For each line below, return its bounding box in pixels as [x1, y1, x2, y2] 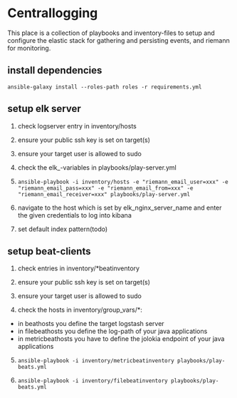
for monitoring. [7, 44, 51, 52]
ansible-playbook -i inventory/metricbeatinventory [17, 357, 174, 364]
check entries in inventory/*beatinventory [17, 264, 140, 272]
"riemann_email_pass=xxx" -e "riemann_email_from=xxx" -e [17, 184, 194, 192]
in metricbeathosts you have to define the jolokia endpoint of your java [17, 335, 225, 343]
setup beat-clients [7, 245, 91, 257]
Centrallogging [7, 5, 98, 21]
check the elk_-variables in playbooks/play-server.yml [17, 163, 177, 172]
